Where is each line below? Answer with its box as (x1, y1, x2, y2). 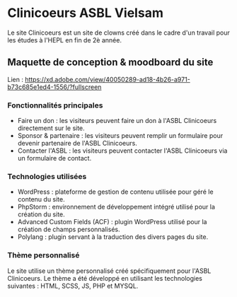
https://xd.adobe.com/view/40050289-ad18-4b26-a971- (24, 75, 191, 83)
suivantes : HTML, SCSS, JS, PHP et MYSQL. (7, 281, 139, 290)
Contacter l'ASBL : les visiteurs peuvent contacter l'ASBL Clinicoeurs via (17, 146, 228, 155)
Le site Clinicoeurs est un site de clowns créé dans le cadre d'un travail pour (7, 28, 230, 37)
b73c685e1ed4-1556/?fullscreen (7, 83, 102, 91)
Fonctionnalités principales (7, 100, 103, 110)
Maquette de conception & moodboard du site (7, 57, 214, 69)
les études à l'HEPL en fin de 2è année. (7, 35, 122, 44)
